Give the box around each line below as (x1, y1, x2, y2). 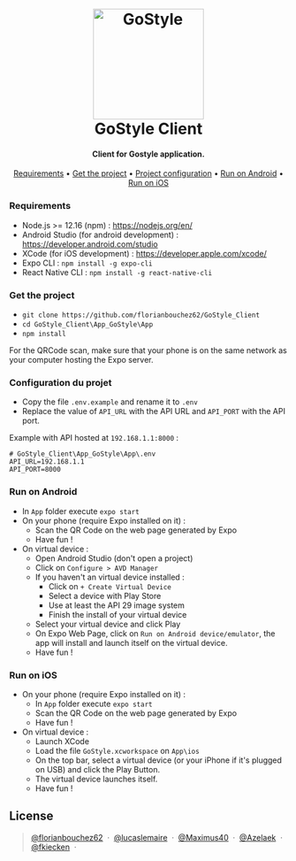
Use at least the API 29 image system (48, 600, 186, 611)
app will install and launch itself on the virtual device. (34, 637, 228, 648)
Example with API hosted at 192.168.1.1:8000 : (9, 433, 179, 443)
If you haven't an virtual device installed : (34, 572, 186, 582)
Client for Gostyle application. (92, 149, 205, 159)
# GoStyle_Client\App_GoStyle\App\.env (9, 450, 156, 458)
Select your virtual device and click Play (34, 619, 181, 629)
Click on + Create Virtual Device (48, 580, 172, 591)
